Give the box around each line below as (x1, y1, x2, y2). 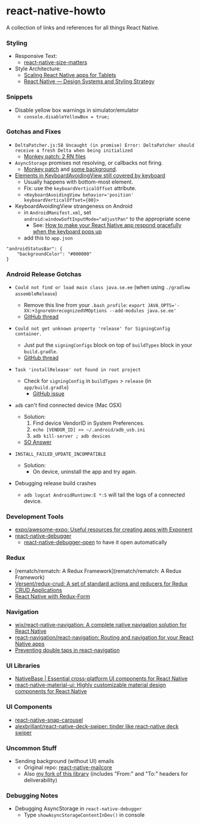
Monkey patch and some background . (23, 166, 118, 173)
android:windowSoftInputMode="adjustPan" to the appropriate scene (23, 215, 190, 222)
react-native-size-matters (23, 59, 88, 66)
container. (14, 331, 42, 337)
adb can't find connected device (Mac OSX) (14, 402, 122, 409)
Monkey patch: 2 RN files (23, 152, 86, 160)
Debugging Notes (6, 791, 59, 800)
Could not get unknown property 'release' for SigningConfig (14, 326, 171, 332)
